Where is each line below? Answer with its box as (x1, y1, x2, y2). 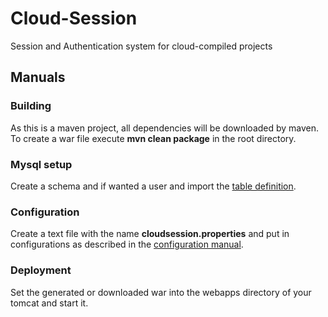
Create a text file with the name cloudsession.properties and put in (10, 228, 290, 240)
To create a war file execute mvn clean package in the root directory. (10, 132, 297, 144)
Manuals (10, 69, 66, 86)
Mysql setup (10, 157, 73, 171)
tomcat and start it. (10, 297, 89, 309)
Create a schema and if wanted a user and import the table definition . (10, 180, 297, 192)
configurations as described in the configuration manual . (10, 238, 244, 251)
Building (10, 99, 52, 113)
